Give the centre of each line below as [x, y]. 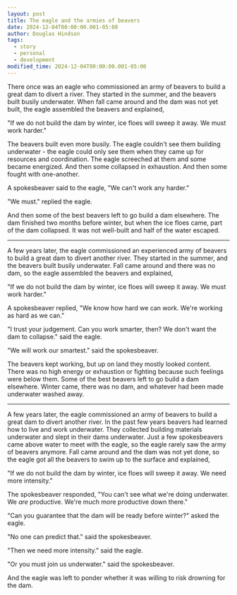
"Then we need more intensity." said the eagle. [75, 550]
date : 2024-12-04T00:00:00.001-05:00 [63, 27]
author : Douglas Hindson [44, 34]
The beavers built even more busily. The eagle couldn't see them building [114, 144]
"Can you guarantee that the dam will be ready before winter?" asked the [114, 515]
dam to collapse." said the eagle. [55, 336]
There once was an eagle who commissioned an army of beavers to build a [116, 86]
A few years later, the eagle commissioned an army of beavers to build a [112, 414]
